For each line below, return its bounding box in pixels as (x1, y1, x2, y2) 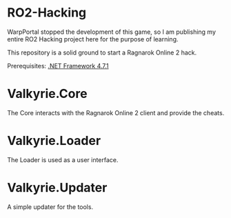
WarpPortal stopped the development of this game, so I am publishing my (7, 28, 216, 36)
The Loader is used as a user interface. (7, 155, 119, 163)
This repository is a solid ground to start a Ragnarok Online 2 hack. (7, 48, 197, 57)
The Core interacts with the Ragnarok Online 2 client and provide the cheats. (7, 108, 225, 117)
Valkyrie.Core (7, 86, 88, 101)
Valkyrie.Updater (7, 180, 108, 195)
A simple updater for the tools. (7, 202, 94, 211)
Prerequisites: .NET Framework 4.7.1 (7, 61, 109, 70)
